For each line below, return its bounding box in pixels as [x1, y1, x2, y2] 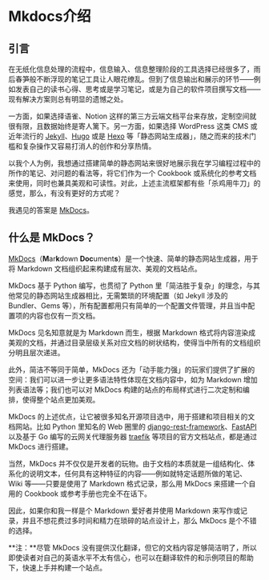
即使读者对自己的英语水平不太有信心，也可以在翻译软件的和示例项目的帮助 [8, 553, 254, 562]
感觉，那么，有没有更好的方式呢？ [8, 189, 121, 198]
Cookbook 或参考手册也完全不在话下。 [23, 489, 152, 498]
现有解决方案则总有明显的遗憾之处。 [8, 94, 128, 104]
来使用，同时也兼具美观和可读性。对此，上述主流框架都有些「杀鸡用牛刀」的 [8, 178, 261, 188]
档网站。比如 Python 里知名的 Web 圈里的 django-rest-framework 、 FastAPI [8, 422, 258, 431]
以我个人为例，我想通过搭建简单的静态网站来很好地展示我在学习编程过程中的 [8, 158, 261, 168]
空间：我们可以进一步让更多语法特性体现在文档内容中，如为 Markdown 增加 [8, 374, 258, 384]
